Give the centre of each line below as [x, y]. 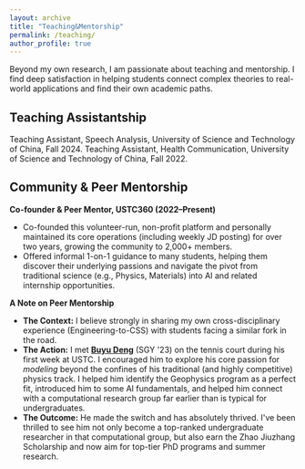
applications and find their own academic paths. [123, 89]
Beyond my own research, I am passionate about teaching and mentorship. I [152, 69]
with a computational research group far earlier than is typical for [144, 398]
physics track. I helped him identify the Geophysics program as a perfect [159, 379]
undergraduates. [54, 408]
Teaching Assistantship [78, 117]
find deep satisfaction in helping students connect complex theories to [142, 79]
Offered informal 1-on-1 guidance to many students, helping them [145, 255]
